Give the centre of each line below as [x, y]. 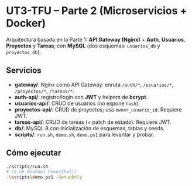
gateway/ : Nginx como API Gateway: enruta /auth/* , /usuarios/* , [94, 84]
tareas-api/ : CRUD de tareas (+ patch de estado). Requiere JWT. [93, 122]
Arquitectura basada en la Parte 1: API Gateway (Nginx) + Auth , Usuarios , [96, 39]
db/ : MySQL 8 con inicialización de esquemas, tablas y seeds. [90, 128]
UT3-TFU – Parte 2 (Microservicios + [97, 11]
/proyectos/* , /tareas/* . [44, 91]
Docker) [26, 23]
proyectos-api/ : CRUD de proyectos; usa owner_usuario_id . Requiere [98, 109]
